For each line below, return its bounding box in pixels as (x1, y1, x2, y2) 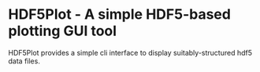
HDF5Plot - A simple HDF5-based (8, 5, 231, 23)
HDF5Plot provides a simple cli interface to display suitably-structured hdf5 (8, 48, 253, 57)
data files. (8, 56, 41, 66)
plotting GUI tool (8, 22, 117, 40)
